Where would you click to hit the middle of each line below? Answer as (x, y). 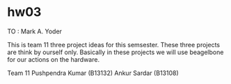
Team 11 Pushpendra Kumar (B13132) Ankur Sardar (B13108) (93, 73)
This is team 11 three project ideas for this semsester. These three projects (114, 44)
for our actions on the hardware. (53, 59)
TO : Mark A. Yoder (35, 31)
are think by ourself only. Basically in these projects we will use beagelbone (115, 52)
